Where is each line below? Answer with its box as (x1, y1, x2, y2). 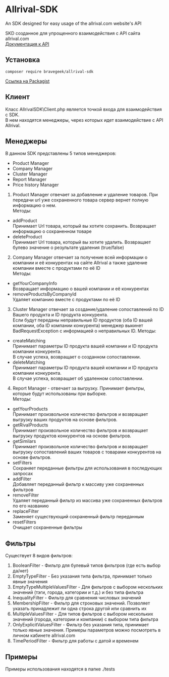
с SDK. (5, 112, 20, 118)
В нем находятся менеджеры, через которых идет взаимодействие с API (5, 117, 163, 123)
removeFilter (12, 492, 39, 498)
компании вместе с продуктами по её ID (12, 265, 101, 271)
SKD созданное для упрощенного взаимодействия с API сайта (5, 30, 140, 36)
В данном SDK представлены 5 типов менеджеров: (5, 151, 117, 157)
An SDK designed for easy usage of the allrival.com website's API (5, 20, 142, 26)
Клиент (5, 93, 30, 101)
